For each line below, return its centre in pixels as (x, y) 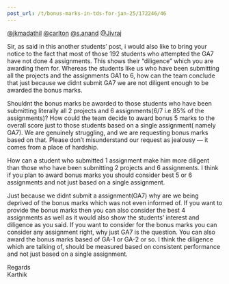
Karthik (17, 274)
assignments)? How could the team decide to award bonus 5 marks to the (111, 118)
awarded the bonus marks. (45, 90)
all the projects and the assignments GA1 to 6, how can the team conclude (111, 75)
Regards (19, 267)
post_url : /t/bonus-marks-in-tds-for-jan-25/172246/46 (87, 13)
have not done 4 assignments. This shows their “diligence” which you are (110, 61)
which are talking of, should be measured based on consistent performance (114, 246)
